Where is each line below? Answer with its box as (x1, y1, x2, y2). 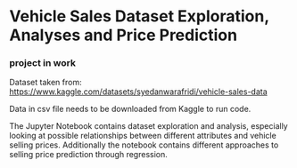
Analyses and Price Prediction (9, 25, 238, 45)
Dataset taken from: (9, 77, 82, 88)
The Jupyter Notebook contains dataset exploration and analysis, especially (9, 121, 288, 132)
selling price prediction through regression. (9, 149, 168, 160)
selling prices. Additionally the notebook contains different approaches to (9, 140, 279, 150)
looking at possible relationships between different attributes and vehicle (9, 131, 276, 141)
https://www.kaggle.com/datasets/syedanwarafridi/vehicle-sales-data (9, 86, 268, 97)
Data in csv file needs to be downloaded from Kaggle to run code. (9, 104, 252, 115)
